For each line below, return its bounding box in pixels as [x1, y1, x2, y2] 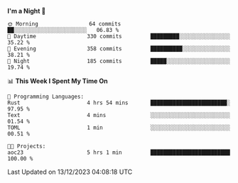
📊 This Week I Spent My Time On [7, 77, 108, 85]
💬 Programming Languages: [7, 93, 84, 100]
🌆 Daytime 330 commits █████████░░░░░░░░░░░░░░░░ [7, 33, 231, 40]
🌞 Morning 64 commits [7, 21, 121, 28]
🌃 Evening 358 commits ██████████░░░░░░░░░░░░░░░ [7, 45, 231, 52]
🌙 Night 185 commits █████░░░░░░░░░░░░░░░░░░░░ [7, 57, 231, 65]
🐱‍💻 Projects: [7, 143, 46, 150]
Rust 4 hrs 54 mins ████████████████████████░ [7, 99, 231, 106]
